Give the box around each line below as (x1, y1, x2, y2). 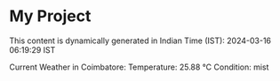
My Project (9, 6, 92, 26)
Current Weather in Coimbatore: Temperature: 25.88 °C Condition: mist (9, 62, 269, 72)
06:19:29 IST (9, 44, 56, 55)
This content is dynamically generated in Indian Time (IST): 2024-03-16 (9, 35, 272, 46)
